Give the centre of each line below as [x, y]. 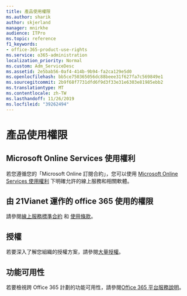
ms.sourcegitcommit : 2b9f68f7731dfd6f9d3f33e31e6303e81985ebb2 [85, 83]
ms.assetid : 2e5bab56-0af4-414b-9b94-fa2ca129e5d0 [69, 72]
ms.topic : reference [31, 39]
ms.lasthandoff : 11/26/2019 [40, 98]
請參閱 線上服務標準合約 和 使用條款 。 [51, 216]
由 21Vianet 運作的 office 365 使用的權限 [80, 201]
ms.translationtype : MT [35, 88]
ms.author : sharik [28, 17]
